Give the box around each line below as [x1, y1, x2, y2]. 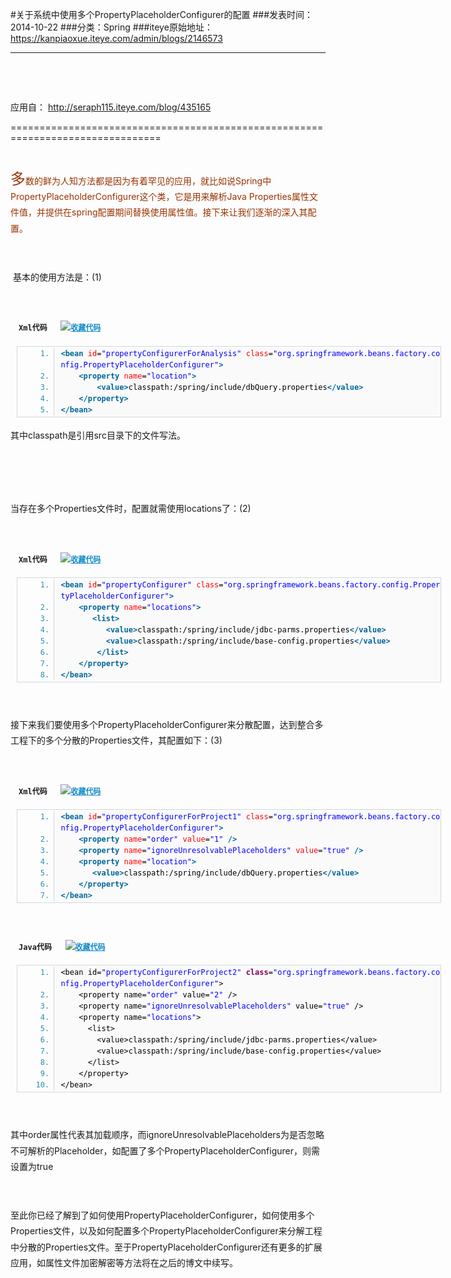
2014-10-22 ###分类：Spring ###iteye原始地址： [10, 21, 213, 33]
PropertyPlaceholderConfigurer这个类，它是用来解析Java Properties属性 [10, 191, 310, 203]
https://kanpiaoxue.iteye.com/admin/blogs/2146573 [10, 33, 223, 44]
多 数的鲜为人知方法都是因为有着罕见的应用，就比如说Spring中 [10, 169, 272, 188]
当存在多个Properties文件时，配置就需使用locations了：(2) [10, 503, 252, 515]
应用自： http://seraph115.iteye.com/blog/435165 [10, 101, 212, 113]
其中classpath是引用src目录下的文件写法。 [10, 429, 186, 441]
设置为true [10, 1160, 54, 1172]
